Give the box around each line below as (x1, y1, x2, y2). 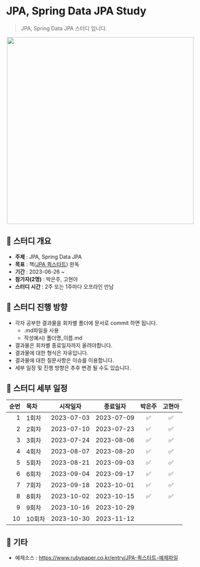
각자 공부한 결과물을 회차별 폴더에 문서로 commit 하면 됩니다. (14, 319, 158, 327)
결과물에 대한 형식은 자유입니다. (14, 349, 88, 356)
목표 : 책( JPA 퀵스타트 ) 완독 (14, 260, 79, 267)
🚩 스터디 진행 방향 (6, 302, 67, 312)
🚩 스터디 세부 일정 (6, 383, 67, 393)
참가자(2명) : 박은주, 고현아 (14, 275, 78, 282)
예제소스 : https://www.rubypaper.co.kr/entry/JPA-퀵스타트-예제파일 (14, 554, 179, 562)
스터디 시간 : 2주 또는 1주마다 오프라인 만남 (14, 283, 114, 290)
